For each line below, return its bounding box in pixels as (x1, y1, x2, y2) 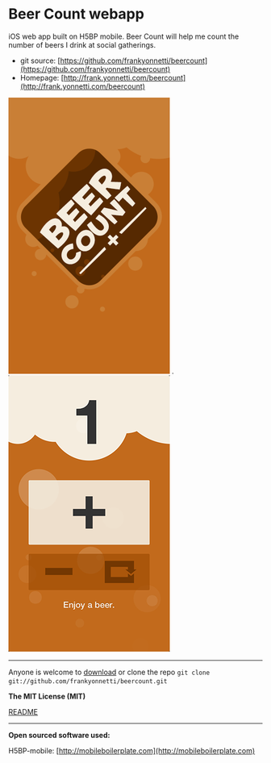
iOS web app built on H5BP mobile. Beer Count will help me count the (8, 31, 240, 41)
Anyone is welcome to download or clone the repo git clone (8, 667, 211, 677)
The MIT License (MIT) (8, 691, 86, 701)
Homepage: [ (19, 73, 65, 82)
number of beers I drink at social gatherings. (8, 40, 156, 49)
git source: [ (19, 56, 60, 65)
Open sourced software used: (8, 730, 110, 740)
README (8, 707, 39, 716)
